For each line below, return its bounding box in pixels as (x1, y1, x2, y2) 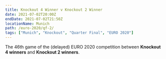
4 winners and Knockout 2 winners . (5, 49, 80, 55)
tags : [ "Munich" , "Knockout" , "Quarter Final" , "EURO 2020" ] (5, 30, 134, 35)
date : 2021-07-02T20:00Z (5, 12, 56, 17)
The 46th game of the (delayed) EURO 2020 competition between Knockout (5, 44, 161, 50)
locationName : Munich (5, 21, 50, 26)
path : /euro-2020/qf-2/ (5, 26, 54, 31)
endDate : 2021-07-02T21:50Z (5, 16, 63, 21)
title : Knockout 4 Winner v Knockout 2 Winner (5, 7, 103, 12)
